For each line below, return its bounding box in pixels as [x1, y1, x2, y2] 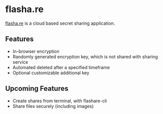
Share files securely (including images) [12, 103, 94, 109]
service [12, 59, 29, 65]
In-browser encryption [12, 48, 60, 54]
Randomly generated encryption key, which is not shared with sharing [12, 53, 158, 60]
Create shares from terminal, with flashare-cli [12, 97, 107, 104]
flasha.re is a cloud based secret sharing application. [5, 20, 115, 26]
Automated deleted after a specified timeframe [12, 64, 110, 70]
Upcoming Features [5, 84, 69, 93]
